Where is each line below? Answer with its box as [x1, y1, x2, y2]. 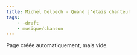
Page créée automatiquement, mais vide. [6, 42, 109, 49]
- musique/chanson [17, 25, 63, 32]
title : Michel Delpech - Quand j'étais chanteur [6, 8, 131, 15]
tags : [6, 14, 20, 20]
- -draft [17, 20, 39, 26]
